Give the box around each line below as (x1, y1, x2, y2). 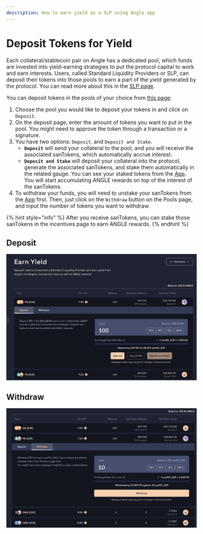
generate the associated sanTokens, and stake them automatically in (24, 163, 195, 171)
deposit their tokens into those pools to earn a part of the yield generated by (6, 76, 196, 83)
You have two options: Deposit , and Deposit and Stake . (14, 138, 153, 145)
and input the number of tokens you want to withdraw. (14, 202, 150, 209)
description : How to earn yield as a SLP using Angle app (6, 10, 155, 16)
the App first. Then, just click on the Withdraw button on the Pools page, (14, 195, 193, 203)
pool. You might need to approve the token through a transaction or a (14, 125, 187, 132)
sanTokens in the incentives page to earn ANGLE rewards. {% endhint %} (6, 220, 189, 227)
